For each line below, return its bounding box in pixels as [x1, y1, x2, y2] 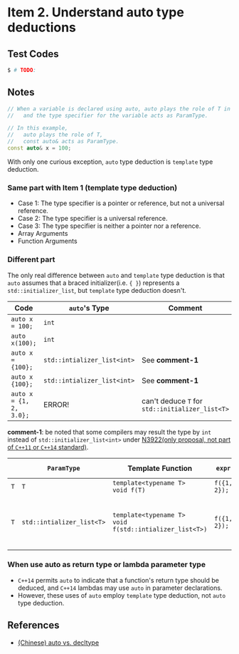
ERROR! [43, 400, 70, 410]
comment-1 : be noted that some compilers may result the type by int [7, 427, 212, 436]
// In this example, [7, 125, 69, 132]
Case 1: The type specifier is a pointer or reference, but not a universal [17, 199, 225, 207]
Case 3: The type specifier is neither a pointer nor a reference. [17, 222, 201, 230]
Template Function [127, 463, 193, 473]
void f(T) [112, 486, 146, 494]
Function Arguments [17, 237, 78, 246]
